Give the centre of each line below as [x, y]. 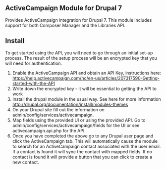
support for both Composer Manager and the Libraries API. [65, 25]
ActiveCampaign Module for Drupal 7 [64, 8]
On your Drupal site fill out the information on [58, 109]
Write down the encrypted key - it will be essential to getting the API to [84, 88]
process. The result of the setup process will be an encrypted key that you [81, 58]
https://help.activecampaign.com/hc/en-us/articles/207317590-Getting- [86, 78]
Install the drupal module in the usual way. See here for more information [86, 99]
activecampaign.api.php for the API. [49, 130]
